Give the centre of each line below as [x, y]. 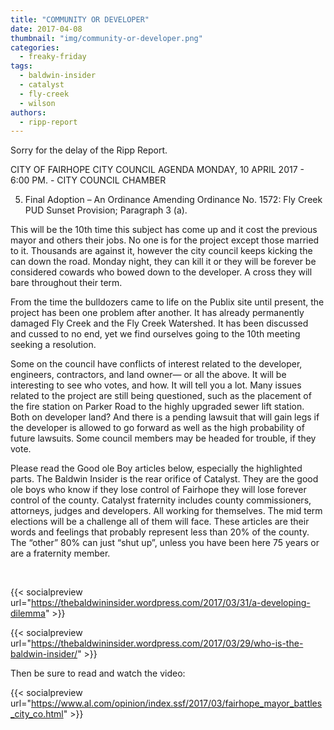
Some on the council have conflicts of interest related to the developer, [156, 364]
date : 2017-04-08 [46, 29]
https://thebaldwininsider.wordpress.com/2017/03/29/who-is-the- [167, 643]
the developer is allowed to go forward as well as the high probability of [157, 428]
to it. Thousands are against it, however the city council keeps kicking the [161, 251]
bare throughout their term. [66, 283]
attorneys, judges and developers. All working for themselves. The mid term [166, 511]
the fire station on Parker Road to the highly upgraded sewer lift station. [157, 407]
